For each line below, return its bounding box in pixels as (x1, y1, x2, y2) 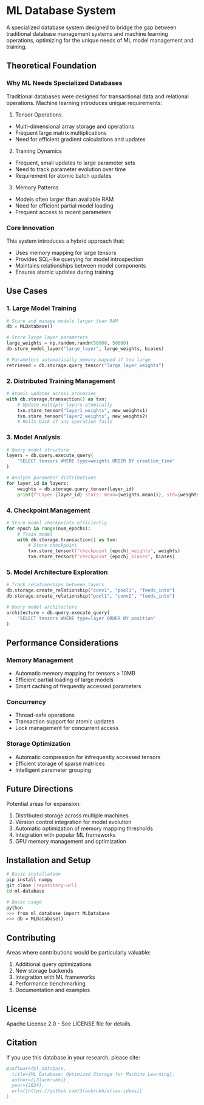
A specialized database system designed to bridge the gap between (6, 24, 177, 31)
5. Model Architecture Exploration (6, 568, 108, 576)
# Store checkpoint (28, 542, 78, 549)
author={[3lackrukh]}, (12, 1076, 69, 1083)
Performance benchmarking (15, 980, 86, 987)
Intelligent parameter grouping (15, 766, 92, 774)
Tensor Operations (15, 110, 62, 118)
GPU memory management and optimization (15, 837, 126, 845)
